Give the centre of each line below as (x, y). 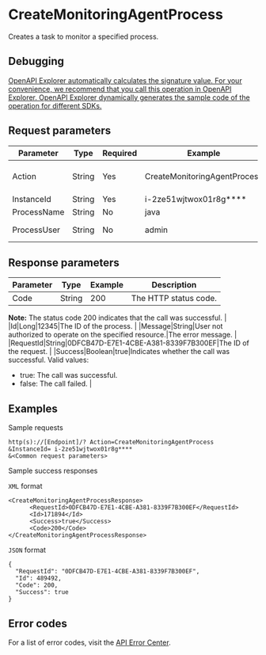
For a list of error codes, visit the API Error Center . (90, 642)
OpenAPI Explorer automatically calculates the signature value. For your (125, 80)
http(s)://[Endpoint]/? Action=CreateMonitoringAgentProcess (111, 442)
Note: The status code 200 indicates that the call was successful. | (118, 318)
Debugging (36, 61)
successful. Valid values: (49, 360)
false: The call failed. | (56, 384)
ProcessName (38, 211)
